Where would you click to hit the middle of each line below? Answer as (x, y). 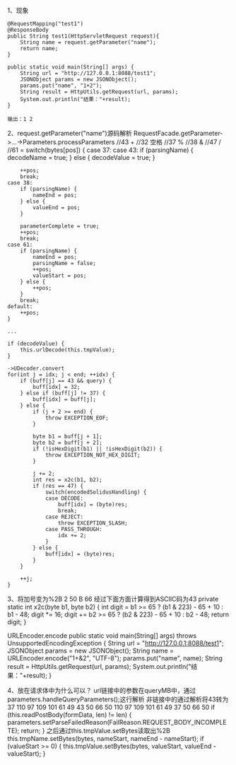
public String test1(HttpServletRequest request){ (83, 36)
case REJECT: (64, 517)
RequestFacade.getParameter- (178, 133)
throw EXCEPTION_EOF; (77, 418)
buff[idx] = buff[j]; (65, 399)
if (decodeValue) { (36, 344)
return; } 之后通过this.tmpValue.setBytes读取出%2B (96, 731)
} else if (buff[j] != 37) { (63, 393)
